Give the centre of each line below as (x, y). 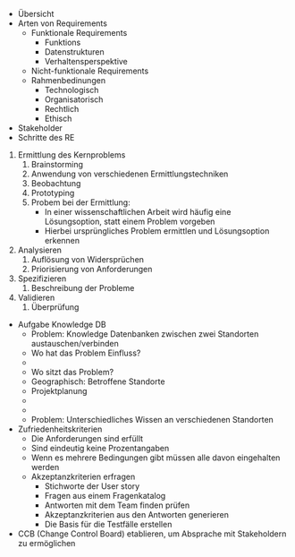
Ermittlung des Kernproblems (72, 155)
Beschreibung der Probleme (83, 288)
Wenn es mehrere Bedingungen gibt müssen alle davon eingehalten (156, 458)
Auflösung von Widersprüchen (88, 259)
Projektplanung (59, 391)
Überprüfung (55, 307)
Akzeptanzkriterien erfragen (83, 476)
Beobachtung (56, 183)
